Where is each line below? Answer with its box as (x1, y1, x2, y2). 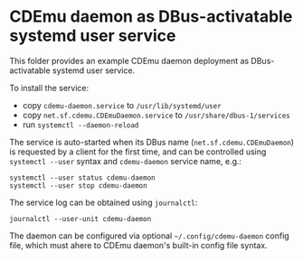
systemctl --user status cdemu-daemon (9, 173, 156, 182)
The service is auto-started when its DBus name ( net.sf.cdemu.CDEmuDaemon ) (9, 136, 295, 147)
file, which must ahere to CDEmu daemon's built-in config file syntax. (9, 239, 269, 250)
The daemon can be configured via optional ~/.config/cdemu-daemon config (9, 230, 289, 241)
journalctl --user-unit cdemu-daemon (9, 214, 152, 223)
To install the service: (9, 82, 90, 93)
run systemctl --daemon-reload (22, 119, 139, 130)
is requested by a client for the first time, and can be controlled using (9, 146, 267, 157)
